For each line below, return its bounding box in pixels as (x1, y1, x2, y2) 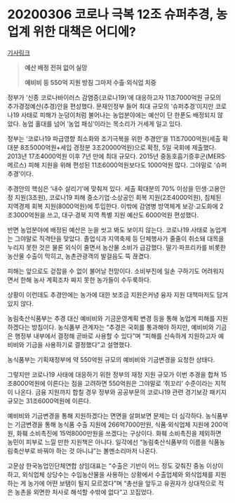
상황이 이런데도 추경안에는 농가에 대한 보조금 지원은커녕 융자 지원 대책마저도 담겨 (7, 290, 229, 299)
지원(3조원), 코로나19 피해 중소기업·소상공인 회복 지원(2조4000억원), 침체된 (14, 193, 222, 201)
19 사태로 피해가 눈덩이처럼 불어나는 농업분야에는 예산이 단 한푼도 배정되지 (13, 110, 216, 119)
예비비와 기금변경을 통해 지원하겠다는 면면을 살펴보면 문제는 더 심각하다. (7, 411, 204, 420)
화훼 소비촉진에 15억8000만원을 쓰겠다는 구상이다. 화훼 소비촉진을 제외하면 (16, 429, 222, 437)
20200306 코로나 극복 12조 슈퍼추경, (7, 6, 214, 22)
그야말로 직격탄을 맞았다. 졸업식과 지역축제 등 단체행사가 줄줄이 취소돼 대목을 (14, 234, 224, 243)
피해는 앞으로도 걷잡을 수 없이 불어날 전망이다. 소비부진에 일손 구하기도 (7, 267, 200, 275)
